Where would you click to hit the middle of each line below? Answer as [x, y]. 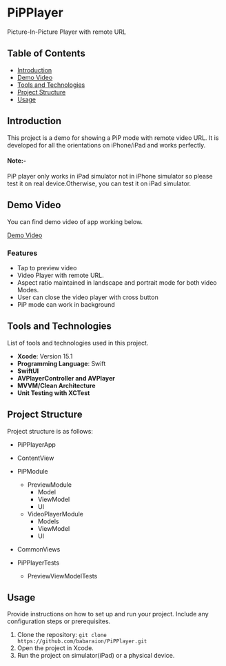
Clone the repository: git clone [62, 635]
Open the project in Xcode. [55, 648]
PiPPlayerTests [38, 563]
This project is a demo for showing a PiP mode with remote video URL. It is [113, 138]
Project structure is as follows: [50, 431]
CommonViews [39, 549]
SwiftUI [28, 371]
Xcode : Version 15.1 [45, 356]
